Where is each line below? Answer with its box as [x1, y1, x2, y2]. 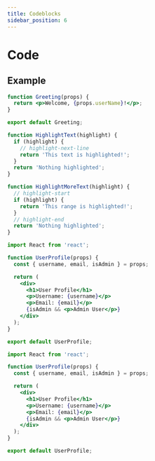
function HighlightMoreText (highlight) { [7, 184, 130, 191]
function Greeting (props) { [7, 93, 90, 100]
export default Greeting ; [7, 119, 83, 126]
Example [7, 75, 46, 87]
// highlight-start [13, 190, 71, 197]
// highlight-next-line [20, 144, 90, 151]
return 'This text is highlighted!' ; [20, 151, 130, 158]
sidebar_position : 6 [7, 17, 68, 24]
